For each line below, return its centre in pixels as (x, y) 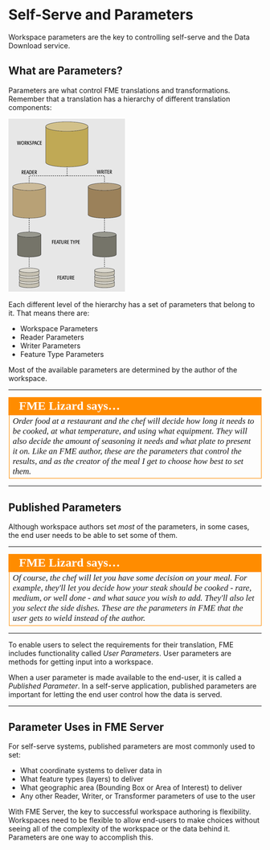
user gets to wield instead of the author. (79, 618)
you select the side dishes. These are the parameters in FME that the (128, 608)
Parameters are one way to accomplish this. (81, 837)
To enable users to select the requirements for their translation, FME (121, 644)
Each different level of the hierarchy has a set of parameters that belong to (132, 304)
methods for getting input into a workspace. (81, 662)
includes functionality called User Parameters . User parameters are (120, 653)
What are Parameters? (65, 71)
